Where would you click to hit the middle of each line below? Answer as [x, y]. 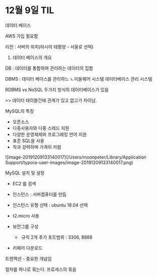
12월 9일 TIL [30, 10]
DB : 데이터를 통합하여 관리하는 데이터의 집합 [49, 68]
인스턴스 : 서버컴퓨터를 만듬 [40, 194]
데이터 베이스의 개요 [32, 57]
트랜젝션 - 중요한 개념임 [28, 258]
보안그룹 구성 [25, 226]
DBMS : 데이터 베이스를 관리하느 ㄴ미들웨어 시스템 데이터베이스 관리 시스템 [79, 79]
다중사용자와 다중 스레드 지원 [41, 128]
